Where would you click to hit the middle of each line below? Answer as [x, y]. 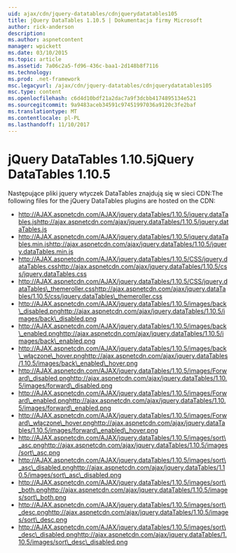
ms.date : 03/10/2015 [38, 53]
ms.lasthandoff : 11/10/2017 [49, 124]
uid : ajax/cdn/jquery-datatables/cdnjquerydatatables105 [93, 14]
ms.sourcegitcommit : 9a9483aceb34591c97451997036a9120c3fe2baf [102, 105]
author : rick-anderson [41, 27]
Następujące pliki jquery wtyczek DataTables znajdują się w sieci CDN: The [116, 193]
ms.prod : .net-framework [44, 79]
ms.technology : [30, 72]
